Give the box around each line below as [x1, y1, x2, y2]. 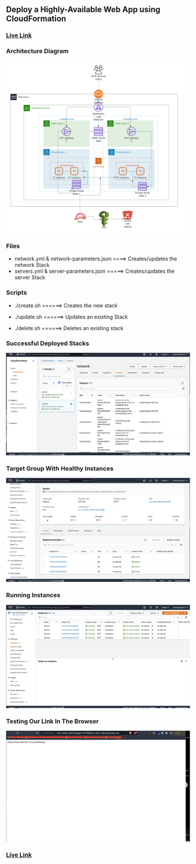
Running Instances [6, 591, 61, 599]
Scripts [6, 289, 27, 297]
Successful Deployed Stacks [6, 339, 89, 347]
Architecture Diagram [6, 47, 69, 55]
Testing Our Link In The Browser [6, 717, 99, 725]
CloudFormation [6, 14, 66, 24]
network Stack [14, 262, 50, 269]
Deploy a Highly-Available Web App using [6, 5, 160, 15]
